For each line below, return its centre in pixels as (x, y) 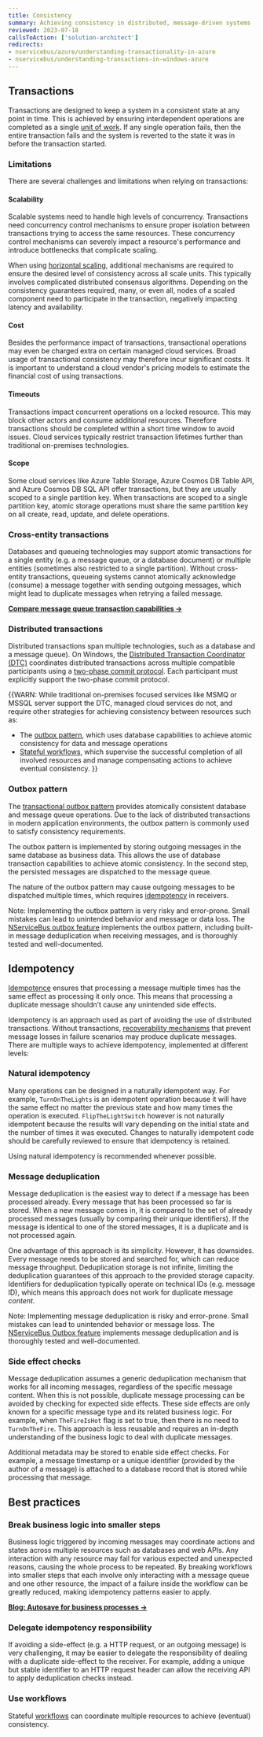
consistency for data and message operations (93, 744)
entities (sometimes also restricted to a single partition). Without (112, 568)
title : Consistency (40, 15)
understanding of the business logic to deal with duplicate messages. (121, 1437)
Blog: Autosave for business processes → (78, 1607)
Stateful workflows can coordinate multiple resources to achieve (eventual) (130, 1716)
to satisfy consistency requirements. (67, 831)
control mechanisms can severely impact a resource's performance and (124, 242)
